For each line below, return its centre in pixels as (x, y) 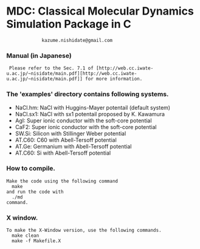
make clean (26, 236)
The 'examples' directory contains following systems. (88, 94)
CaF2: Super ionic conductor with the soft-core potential (86, 127)
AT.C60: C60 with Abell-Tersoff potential (66, 140)
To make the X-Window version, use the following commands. (84, 230)
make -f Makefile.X (36, 241)
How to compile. (31, 169)
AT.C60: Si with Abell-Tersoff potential (63, 153)
